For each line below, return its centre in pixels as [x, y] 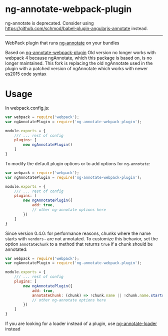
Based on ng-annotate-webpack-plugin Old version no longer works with [80, 52]
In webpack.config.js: [27, 108]
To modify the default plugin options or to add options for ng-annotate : [78, 163]
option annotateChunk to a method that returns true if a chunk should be [79, 244]
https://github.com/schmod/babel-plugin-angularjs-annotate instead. [77, 28]
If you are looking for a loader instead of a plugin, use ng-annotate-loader [81, 323]
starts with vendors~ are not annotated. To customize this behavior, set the [82, 238]
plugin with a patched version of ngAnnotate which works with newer [77, 68]
